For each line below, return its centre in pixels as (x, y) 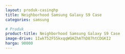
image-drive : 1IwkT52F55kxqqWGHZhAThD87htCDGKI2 (58, 39)
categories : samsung (27, 20)
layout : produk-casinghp (32, 10)
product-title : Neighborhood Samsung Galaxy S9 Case (63, 34)
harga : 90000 (19, 43)
